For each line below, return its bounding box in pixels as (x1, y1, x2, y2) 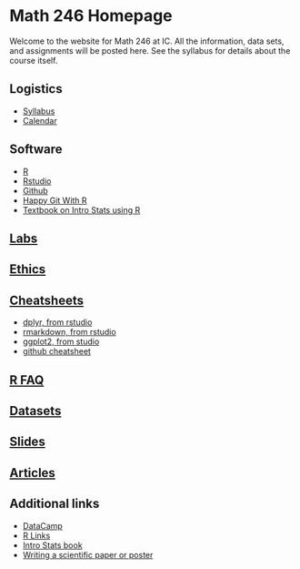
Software (9, 142, 63, 157)
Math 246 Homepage (9, 5, 173, 26)
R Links (22, 530, 51, 541)
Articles (9, 465, 56, 481)
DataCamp (22, 520, 64, 531)
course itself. (9, 55, 58, 66)
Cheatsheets (9, 292, 85, 308)
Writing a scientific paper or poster (22, 549, 154, 560)
